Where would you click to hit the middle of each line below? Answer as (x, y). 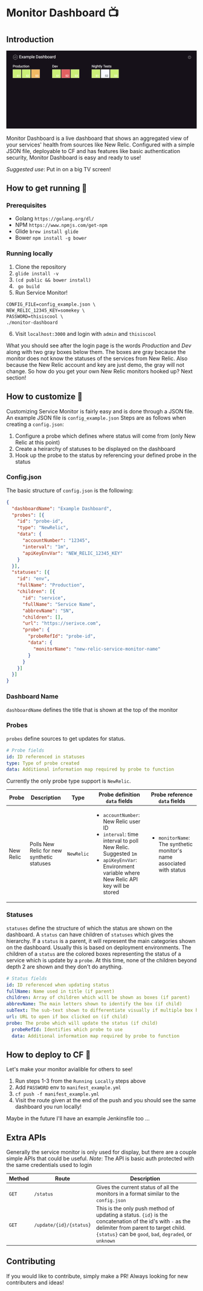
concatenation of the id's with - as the (143, 1221)
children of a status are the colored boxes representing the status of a (94, 954)
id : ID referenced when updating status (58, 985)
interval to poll (121, 841)
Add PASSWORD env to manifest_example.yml (68, 1088)
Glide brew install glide (47, 231)
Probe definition (119, 794)
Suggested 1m (120, 854)
